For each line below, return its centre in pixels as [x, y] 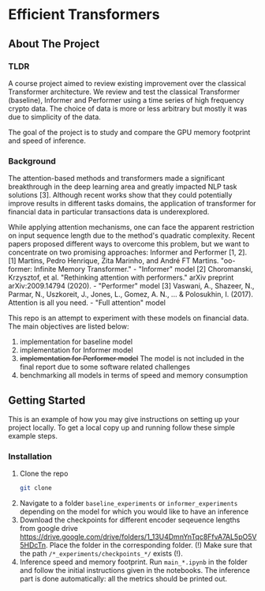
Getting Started [47, 400]
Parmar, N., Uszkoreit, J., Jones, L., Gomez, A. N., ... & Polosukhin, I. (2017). [131, 295]
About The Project [54, 44]
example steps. [33, 435]
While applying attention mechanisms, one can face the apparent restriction [131, 228]
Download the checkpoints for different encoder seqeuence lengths [130, 520]
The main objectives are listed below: [69, 326]
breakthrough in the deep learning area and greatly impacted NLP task [123, 186]
